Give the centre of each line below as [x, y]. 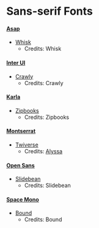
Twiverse [27, 145]
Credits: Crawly [44, 83]
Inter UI [16, 63]
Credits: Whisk [43, 49]
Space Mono [23, 199]
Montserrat [21, 131]
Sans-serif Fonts [50, 11]
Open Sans [20, 165]
